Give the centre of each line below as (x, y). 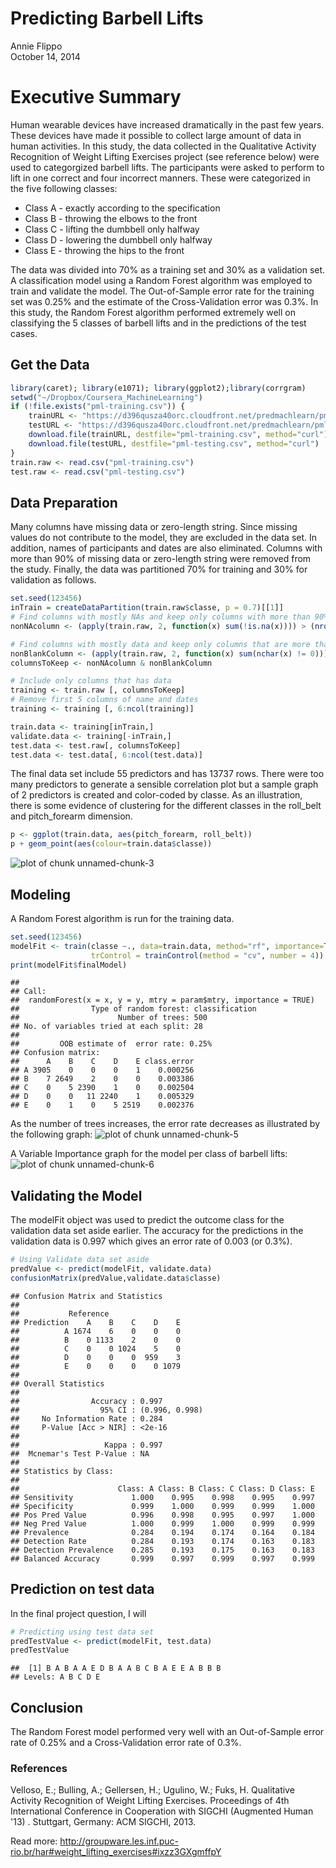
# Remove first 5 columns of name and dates (104, 700)
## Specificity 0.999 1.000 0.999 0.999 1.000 (162, 1506)
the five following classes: (64, 188)
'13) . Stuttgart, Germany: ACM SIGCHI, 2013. (103, 1822)
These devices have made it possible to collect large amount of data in (156, 135)
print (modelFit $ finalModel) (69, 965)
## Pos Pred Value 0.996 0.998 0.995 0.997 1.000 (162, 1515)
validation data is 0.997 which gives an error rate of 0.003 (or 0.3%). (151, 1241)
